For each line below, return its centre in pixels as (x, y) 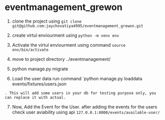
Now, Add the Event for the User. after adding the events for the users (85, 106)
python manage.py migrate (40, 69)
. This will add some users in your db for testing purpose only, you (80, 93)
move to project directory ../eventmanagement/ (61, 59)
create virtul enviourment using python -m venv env (66, 35)
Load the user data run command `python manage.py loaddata (77, 78)
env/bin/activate (30, 50)
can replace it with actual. (35, 97)
